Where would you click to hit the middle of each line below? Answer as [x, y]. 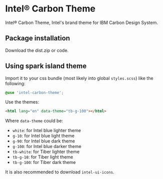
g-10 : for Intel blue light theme [43, 136]
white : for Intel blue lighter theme [47, 130]
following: [15, 83]
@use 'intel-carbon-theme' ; [35, 92]
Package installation [38, 38]
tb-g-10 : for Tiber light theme [43, 157]
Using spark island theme [46, 66]
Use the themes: [22, 102]
